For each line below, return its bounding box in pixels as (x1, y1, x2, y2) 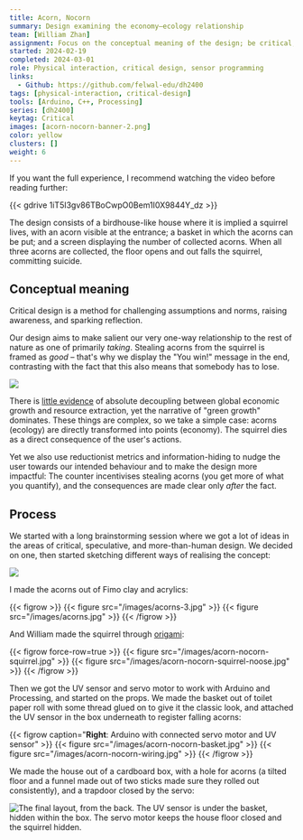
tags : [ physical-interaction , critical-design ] (9, 89, 192, 98)
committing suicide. (9, 255, 83, 266)
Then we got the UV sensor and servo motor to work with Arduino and (9, 683, 271, 694)
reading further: (9, 182, 69, 192)
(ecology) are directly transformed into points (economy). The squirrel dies (9, 425, 288, 435)
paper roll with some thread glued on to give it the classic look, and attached (9, 702, 294, 714)
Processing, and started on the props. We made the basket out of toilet (9, 693, 273, 704)
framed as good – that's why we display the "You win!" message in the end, (9, 351, 290, 362)
